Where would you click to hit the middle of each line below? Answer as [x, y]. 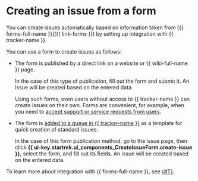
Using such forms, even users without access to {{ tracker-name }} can [102, 99]
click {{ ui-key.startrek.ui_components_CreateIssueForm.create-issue [103, 147]
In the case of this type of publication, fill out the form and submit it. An [102, 81]
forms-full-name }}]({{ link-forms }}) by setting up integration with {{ [90, 33]
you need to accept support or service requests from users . [88, 111]
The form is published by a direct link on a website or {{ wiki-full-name [101, 63]
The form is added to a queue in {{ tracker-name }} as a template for [98, 123]
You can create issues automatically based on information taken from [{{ [95, 27]
